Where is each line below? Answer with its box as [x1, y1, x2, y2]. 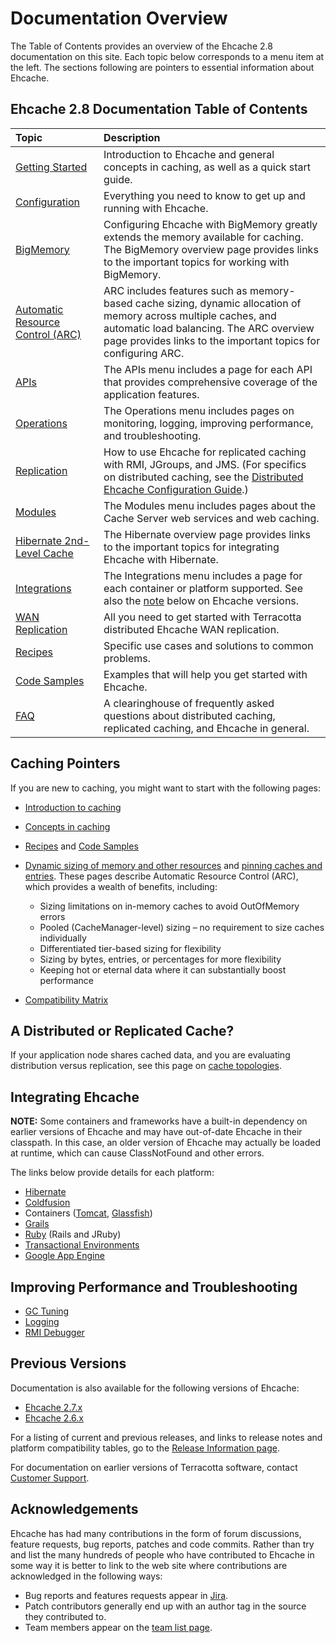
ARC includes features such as [103, 283, 248, 297]
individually [39, 932, 87, 944]
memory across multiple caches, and [103, 308, 277, 322]
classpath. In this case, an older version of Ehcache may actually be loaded [10, 1137, 322, 1149]
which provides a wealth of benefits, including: [24, 880, 218, 892]
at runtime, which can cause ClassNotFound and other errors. [10, 1147, 265, 1159]
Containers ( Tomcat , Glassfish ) [24, 1207, 153, 1219]
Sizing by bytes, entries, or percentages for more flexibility [39, 953, 282, 965]
